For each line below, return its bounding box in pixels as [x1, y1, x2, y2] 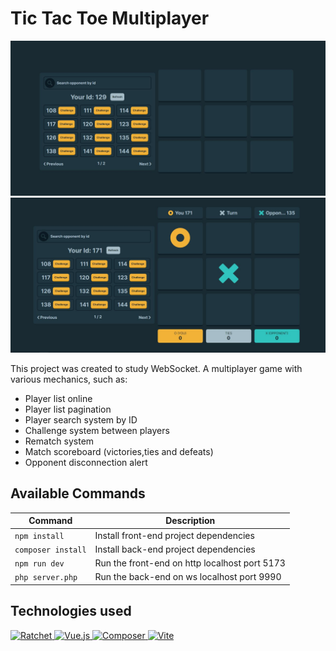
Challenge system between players [24, 425, 170, 437]
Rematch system [24, 435, 95, 447]
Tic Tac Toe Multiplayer [10, 7, 210, 30]
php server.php [14, 573, 78, 583]
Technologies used [10, 603, 132, 620]
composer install [14, 545, 87, 555]
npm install [14, 531, 65, 541]
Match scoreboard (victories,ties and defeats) [24, 446, 214, 458]
